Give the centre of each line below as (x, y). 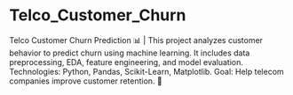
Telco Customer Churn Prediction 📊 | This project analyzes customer (136, 40)
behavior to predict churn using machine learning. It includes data (130, 53)
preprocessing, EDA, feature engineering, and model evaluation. (127, 62)
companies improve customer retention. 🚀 (86, 81)
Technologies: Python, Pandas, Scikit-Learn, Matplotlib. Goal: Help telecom (146, 71)
